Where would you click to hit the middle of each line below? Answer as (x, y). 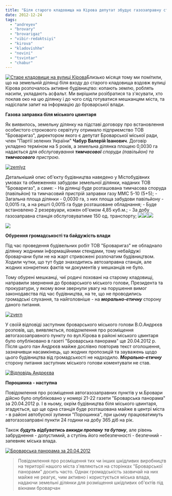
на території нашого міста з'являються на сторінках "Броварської (90, 466)
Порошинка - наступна (31, 383)
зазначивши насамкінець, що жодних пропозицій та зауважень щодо (81, 352)
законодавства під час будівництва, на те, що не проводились (73, 294)
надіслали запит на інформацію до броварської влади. (65, 105)
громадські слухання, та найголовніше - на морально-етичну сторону (83, 299)
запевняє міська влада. (31, 441)
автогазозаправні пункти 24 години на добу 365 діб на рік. (70, 420)
